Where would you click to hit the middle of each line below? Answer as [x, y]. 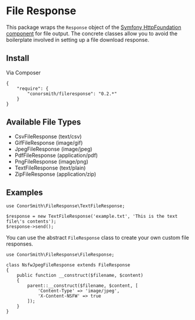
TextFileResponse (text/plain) [50, 168]
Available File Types [44, 122]
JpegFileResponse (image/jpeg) [53, 149]
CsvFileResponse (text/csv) [48, 136]
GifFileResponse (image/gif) [49, 142]
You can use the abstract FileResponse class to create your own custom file [98, 238]
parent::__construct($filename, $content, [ [83, 286]
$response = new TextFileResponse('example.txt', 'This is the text [92, 217]
